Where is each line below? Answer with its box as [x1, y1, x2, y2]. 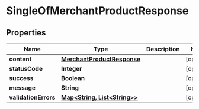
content [9, 55, 32, 63]
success [9, 74, 34, 82]
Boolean [61, 74, 85, 82]
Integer [61, 65, 82, 72]
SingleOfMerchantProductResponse [6, 4, 189, 18]
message [9, 84, 36, 92]
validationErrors [9, 93, 56, 101]
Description [146, 45, 180, 53]
